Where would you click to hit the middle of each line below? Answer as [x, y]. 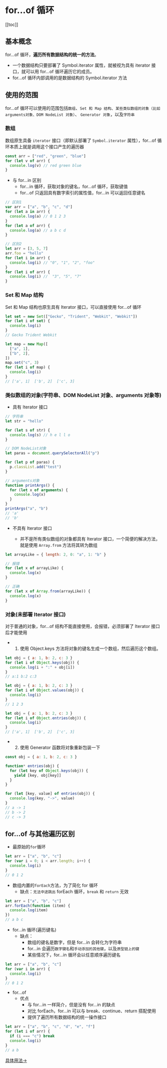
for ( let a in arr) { [28, 212]
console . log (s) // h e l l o [40, 435]
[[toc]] [12, 24]
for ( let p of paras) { [30, 462]
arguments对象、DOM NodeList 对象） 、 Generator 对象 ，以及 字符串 [70, 114]
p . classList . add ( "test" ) [35, 467]
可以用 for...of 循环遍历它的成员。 [60, 71]
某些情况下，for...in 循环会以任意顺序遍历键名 [74, 955]
